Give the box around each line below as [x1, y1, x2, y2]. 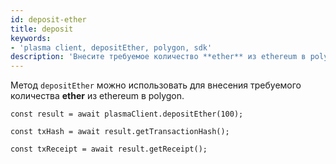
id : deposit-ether [10, 14, 87, 25]
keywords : [10, 33, 52, 43]
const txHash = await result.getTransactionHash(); [10, 127, 230, 137]
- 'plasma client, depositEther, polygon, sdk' [10, 42, 213, 53]
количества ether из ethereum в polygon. [10, 90, 185, 102]
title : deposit [10, 24, 74, 34]
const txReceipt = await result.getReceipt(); [10, 144, 208, 155]
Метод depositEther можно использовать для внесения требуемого [10, 79, 302, 91]
